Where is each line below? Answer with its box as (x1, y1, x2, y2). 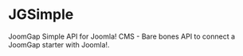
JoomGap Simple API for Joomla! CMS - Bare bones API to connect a (8, 32, 236, 41)
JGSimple (8, 6, 74, 24)
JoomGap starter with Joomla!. (8, 39, 110, 49)
